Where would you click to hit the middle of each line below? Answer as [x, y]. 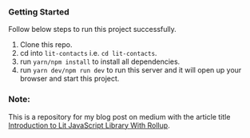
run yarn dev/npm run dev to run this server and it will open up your [131, 70]
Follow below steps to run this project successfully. [93, 30]
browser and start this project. [69, 79]
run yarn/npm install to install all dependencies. [100, 61]
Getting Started [39, 12]
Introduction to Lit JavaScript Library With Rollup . [89, 125]
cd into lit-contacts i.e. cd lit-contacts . [88, 53]
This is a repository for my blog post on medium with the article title [119, 116]
